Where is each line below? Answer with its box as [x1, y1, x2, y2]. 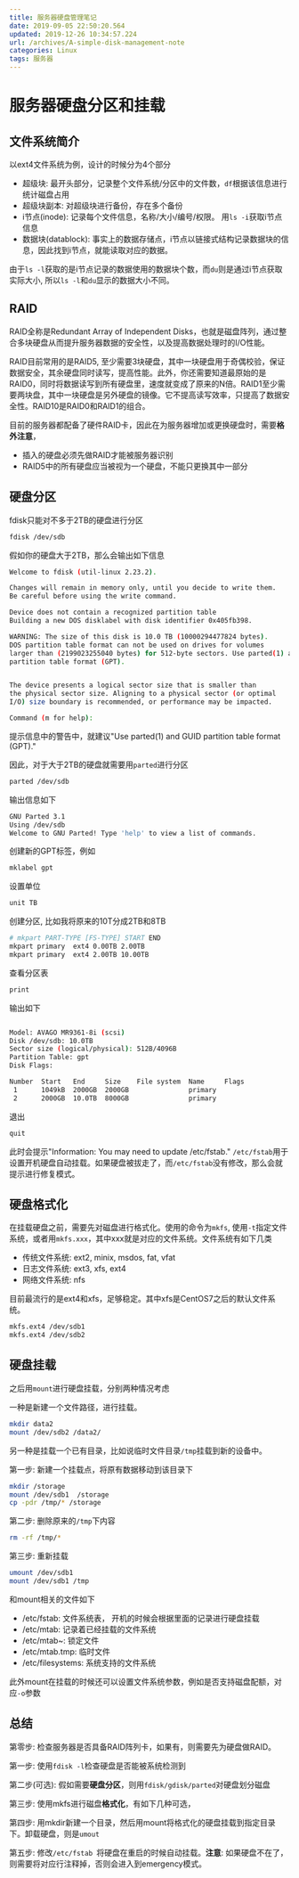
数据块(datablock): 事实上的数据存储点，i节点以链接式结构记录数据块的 [21, 233, 282, 244]
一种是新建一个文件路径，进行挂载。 [9, 1401, 142, 1412]
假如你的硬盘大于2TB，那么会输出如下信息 [9, 550, 165, 560]
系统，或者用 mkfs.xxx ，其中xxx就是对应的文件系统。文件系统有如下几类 [9, 1233, 273, 1244]
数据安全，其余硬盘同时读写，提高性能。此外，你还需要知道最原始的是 [9, 367, 267, 378]
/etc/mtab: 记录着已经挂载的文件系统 [21, 1623, 157, 1635]
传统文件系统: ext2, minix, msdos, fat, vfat [21, 1253, 176, 1263]
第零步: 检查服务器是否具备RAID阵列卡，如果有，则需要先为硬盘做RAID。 [9, 1741, 277, 1751]
